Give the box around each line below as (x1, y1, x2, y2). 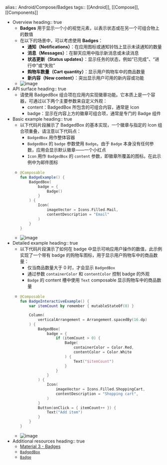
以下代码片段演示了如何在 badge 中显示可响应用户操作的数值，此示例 (19, 246, 163, 252)
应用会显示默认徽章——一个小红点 (36, 147, 106, 153)
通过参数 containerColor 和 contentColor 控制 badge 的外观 (27, 271, 150, 277)
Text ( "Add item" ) (46, 410, 83, 415)
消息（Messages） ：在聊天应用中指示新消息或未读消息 (27, 50, 139, 56)
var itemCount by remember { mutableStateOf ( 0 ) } (29, 304, 134, 309)
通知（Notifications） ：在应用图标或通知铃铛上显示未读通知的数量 (27, 44, 162, 49)
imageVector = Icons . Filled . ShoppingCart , (55, 387, 146, 392)
